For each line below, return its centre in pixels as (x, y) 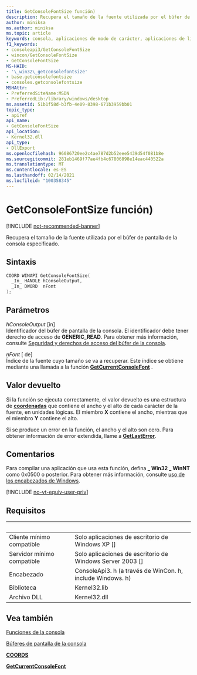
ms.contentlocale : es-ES (36, 170)
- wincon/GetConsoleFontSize (42, 55)
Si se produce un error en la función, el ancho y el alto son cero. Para (90, 430)
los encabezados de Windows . (43, 481)
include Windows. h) (103, 578)
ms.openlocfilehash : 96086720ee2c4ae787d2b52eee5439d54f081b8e (85, 153)
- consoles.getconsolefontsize (44, 83)
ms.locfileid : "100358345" (39, 181)
